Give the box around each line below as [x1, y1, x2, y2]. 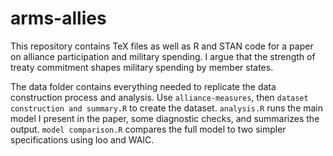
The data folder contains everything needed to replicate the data [10, 80, 277, 92]
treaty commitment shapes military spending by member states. [10, 61, 274, 73]
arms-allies [10, 7, 107, 30]
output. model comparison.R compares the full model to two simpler [10, 123, 287, 135]
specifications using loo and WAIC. [10, 133, 155, 146]
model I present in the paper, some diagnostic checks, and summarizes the [10, 112, 320, 124]
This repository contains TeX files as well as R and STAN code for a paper [10, 40, 314, 52]
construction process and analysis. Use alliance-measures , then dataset [10, 91, 309, 103]
